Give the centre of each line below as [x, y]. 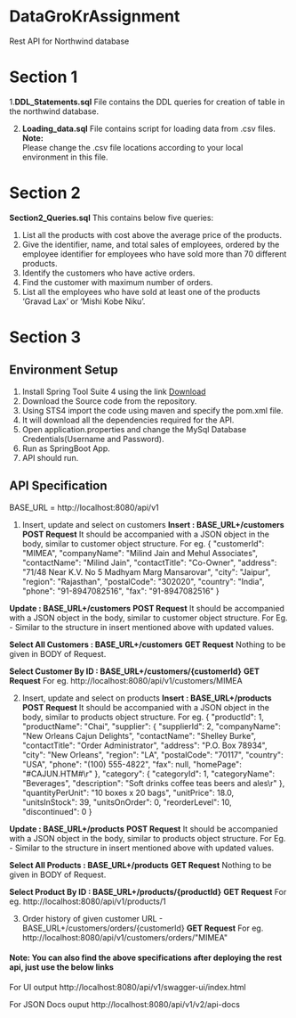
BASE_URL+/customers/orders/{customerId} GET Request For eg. [143, 928]
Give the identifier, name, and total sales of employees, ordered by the [151, 244]
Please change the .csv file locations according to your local [132, 147]
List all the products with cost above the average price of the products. [152, 234]
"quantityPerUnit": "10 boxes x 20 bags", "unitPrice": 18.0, [128, 792]
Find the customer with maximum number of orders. [117, 282]
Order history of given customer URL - [92, 918]
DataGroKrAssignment [95, 16]
